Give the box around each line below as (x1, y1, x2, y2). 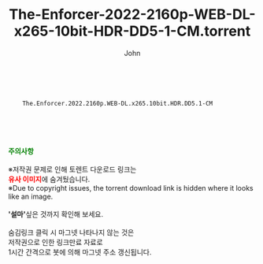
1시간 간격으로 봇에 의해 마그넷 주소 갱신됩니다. (8, 247, 152, 257)
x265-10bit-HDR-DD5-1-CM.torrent (13, 22, 251, 40)
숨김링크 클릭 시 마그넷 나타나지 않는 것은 (8, 227, 135, 237)
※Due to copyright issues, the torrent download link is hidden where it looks (8, 183, 254, 192)
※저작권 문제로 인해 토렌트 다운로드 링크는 (8, 164, 137, 174)
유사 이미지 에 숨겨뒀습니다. (8, 174, 91, 184)
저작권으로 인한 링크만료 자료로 (8, 237, 104, 247)
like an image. (8, 191, 54, 201)
